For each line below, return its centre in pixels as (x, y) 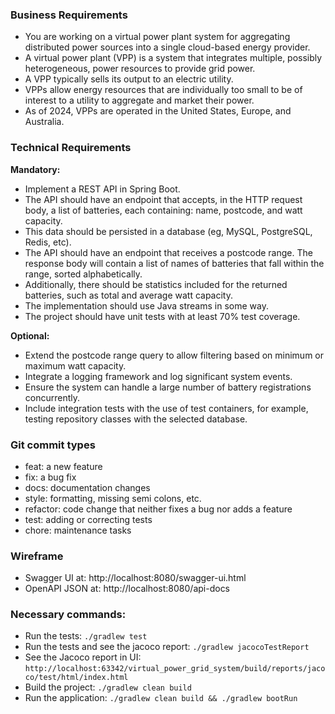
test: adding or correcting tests (88, 519)
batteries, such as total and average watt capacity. (129, 295)
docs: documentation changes (87, 487)
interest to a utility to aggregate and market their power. (139, 100)
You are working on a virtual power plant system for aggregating (157, 37)
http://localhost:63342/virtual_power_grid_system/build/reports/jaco (175, 669)
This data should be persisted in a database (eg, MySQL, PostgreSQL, (168, 231)
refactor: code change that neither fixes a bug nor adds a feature (158, 509)
